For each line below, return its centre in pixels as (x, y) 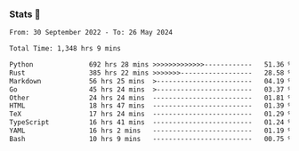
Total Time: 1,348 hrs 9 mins (65, 49)
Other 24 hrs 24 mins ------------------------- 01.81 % (151, 98)
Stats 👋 (25, 14)
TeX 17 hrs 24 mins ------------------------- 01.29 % (151, 115)
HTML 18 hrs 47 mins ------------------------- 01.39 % (151, 106)
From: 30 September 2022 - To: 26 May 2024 (91, 33)
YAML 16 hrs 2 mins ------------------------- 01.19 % (151, 131)
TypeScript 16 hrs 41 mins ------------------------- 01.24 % (151, 123)
